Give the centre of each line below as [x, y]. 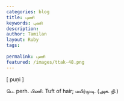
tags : [13, 46]
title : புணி [20, 17]
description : [23, 29]
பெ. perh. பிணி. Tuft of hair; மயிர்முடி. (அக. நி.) [62, 91]
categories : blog [28, 12]
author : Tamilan [26, 34]
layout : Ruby [23, 40]
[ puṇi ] [15, 79]
